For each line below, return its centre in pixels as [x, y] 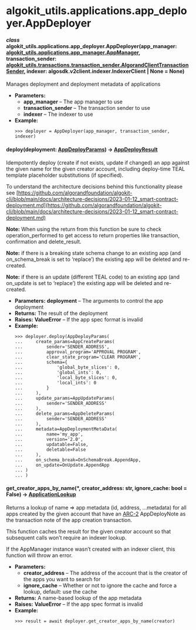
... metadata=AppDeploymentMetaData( [66, 429]
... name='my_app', [49, 434]
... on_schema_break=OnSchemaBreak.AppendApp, [78, 460]
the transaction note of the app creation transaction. [69, 520]
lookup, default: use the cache [60, 591]
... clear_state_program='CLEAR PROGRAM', [78, 357]
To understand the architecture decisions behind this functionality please [94, 186]
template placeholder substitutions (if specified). [65, 175]
